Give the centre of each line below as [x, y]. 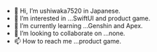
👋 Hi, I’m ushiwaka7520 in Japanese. [67, 11]
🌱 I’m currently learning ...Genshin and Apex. [78, 26]
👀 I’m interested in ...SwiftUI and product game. [82, 18]
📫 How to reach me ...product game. [67, 41]
